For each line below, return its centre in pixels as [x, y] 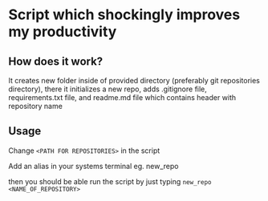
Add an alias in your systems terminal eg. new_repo [93, 166]
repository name [35, 106]
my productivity [63, 32]
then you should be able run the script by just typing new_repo [110, 181]
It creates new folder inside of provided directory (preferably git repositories [134, 80]
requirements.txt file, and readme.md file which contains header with [122, 97]
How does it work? [56, 61]
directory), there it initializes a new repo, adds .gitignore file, [108, 89]
